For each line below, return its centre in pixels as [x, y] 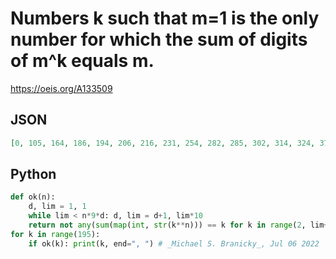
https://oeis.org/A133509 [61, 88]
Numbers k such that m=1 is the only [165, 18]
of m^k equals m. [82, 61]
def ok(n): [33, 197]
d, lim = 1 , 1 [57, 207]
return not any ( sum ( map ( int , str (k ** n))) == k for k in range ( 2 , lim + [178, 225]
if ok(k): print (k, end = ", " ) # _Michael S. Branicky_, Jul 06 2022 [174, 243]
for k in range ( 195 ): [55, 234]
